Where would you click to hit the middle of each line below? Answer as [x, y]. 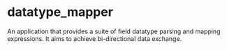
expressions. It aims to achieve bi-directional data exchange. [95, 38]
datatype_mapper [60, 12]
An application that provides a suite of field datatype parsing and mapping [114, 31]
